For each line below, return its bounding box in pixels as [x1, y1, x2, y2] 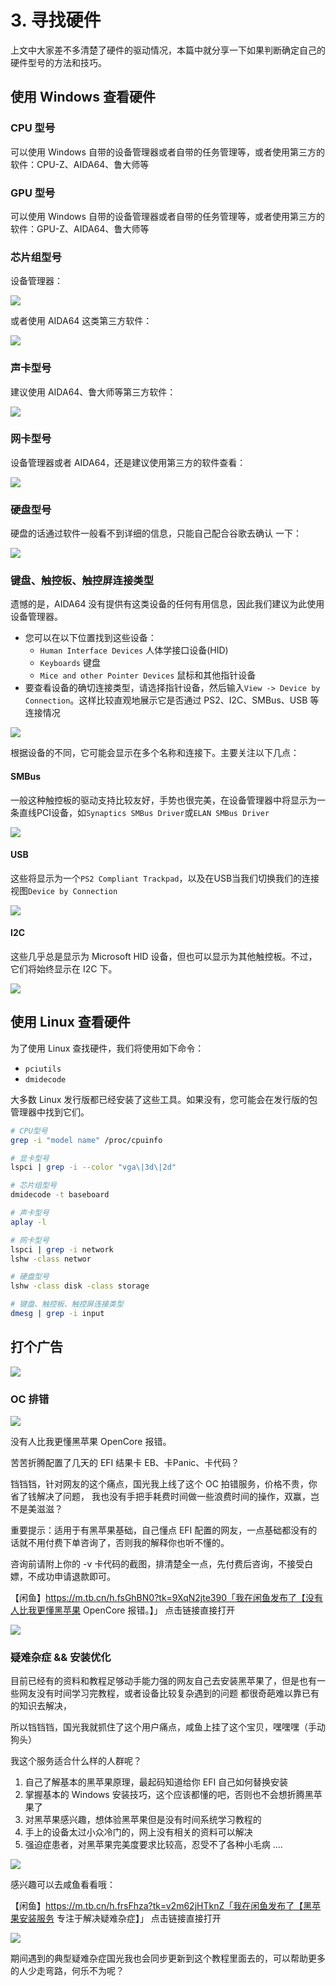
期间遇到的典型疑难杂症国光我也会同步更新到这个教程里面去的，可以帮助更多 [10, 1952, 326, 1965]
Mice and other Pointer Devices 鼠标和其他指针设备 [39, 669, 257, 681]
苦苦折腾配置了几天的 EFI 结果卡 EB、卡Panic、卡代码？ [10, 1457, 240, 1469]
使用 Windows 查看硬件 [10, 89, 156, 106]
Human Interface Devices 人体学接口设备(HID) [39, 644, 229, 656]
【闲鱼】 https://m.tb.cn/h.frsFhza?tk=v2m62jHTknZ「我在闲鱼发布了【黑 [10, 1900, 313, 1912]
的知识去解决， [10, 1700, 72, 1712]
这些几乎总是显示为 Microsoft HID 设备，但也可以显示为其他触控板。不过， [10, 951, 318, 963]
